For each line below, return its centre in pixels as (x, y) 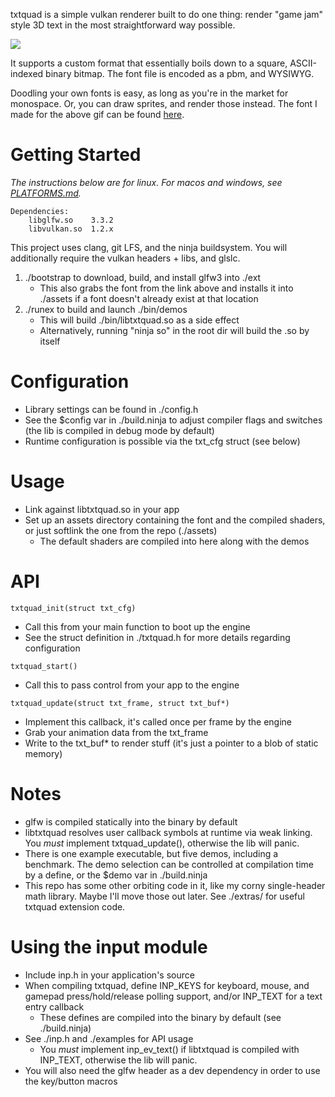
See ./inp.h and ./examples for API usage (109, 1038)
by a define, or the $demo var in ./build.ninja (116, 875)
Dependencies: (40, 211)
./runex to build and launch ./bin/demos (106, 309)
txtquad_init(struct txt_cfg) (73, 608)
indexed (27, 73)
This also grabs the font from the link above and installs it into (166, 288)
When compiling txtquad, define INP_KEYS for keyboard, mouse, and (167, 985)
